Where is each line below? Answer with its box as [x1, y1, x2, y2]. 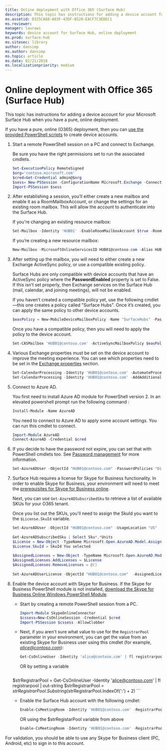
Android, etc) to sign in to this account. [5, 741, 85, 747]
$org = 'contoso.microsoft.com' [12, 170, 76, 175]
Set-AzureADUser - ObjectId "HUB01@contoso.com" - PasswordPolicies [12, 466, 153, 471]
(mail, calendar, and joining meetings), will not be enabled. [12, 287, 132, 293]
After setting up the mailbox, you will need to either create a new [12, 256, 145, 262]
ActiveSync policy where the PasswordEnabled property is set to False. [12, 277, 160, 283]
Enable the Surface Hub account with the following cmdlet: [19, 698, 141, 704]
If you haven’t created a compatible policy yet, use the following [12, 297, 144, 303]
